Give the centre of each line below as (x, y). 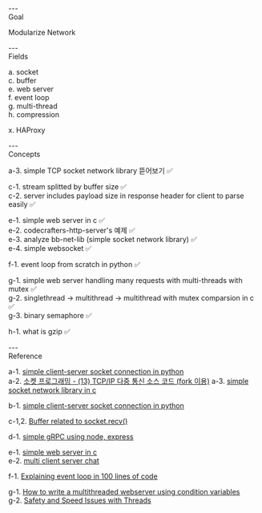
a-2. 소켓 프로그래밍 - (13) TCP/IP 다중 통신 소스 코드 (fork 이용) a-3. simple (129, 381)
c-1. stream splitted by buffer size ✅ (67, 187)
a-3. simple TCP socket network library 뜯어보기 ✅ (91, 171)
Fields (18, 57)
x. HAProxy (27, 130)
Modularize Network (42, 32)
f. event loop (29, 97)
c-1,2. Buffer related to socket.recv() (68, 421)
